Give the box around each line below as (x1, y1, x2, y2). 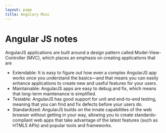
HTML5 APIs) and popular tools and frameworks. (12, 123, 112, 129)
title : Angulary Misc (5, 12, 50, 17)
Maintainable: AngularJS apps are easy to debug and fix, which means (12, 85, 157, 92)
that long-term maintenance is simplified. (12, 91, 97, 97)
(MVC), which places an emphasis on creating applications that (26, 55, 156, 61)
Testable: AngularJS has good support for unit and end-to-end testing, (12, 96, 157, 102)
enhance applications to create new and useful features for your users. (12, 80, 158, 86)
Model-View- (134, 50, 162, 56)
